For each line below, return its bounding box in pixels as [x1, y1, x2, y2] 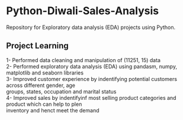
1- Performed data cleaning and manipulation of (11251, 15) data [6, 56, 161, 63]
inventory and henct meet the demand [6, 106, 99, 113]
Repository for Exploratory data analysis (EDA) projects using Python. [6, 24, 176, 31]
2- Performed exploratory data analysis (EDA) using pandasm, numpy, [6, 63, 178, 70]
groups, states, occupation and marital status [6, 87, 117, 95]
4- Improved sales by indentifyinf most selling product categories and [6, 94, 176, 101]
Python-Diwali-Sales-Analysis [6, 4, 159, 18]
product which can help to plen [6, 100, 82, 108]
